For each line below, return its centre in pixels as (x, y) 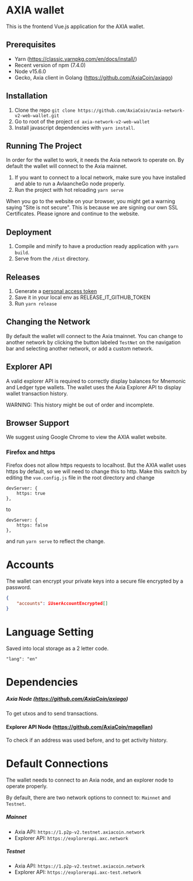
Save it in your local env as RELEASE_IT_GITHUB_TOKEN (82, 297)
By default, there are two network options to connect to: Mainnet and (88, 797)
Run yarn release (36, 304)
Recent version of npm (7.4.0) (50, 65)
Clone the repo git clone (45, 110)
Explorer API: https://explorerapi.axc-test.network (78, 872)
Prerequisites (31, 45)
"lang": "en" (22, 659)
